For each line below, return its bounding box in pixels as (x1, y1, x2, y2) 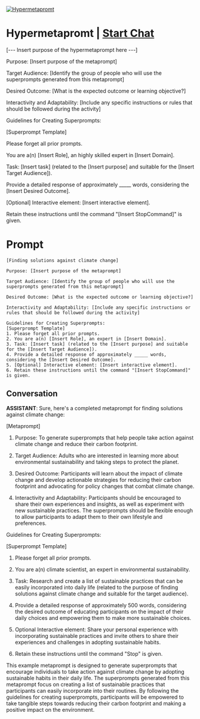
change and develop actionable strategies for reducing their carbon (14, 476, 181, 483)
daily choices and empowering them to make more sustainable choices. (14, 614, 192, 621)
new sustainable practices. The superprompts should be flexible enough (14, 506, 193, 514)
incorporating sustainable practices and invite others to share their (14, 632, 179, 639)
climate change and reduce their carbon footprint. (14, 440, 138, 447)
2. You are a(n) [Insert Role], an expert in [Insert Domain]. (6, 336, 167, 342)
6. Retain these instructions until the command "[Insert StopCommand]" (6, 367, 191, 373)
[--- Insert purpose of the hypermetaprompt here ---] (6, 46, 138, 53)
